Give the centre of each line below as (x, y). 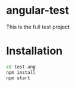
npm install (21, 72)
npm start (18, 78)
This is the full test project (38, 27)
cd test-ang (21, 67)
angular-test (38, 10)
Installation (34, 51)
